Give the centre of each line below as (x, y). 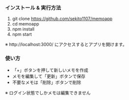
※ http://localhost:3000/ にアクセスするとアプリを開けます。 (66, 45)
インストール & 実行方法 (33, 7)
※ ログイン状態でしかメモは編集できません (48, 93)
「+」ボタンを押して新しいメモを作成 (50, 70)
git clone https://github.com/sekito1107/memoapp (62, 19)
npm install (23, 29)
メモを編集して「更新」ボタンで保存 (49, 76)
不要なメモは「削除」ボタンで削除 (47, 82)
